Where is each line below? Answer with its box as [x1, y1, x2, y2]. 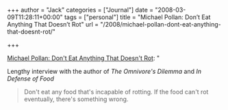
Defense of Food [7, 74, 55, 83]
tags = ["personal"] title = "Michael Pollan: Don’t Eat [64, 13, 211, 21]
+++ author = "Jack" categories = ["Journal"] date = [7, 6, 154, 14]
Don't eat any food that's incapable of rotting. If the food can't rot [23, 88, 209, 96]
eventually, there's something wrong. [23, 95, 129, 103]
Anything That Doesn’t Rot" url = [7, 20, 99, 28]
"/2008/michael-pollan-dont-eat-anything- [100, 20, 221, 28]
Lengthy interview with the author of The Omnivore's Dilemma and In [7, 68, 202, 75]
